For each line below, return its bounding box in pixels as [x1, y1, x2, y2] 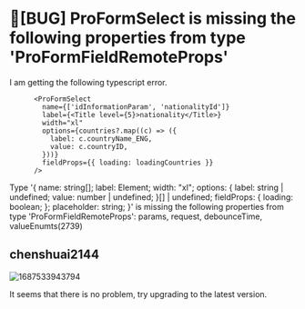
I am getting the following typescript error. [9, 76, 168, 87]
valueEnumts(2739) [9, 220, 84, 231]
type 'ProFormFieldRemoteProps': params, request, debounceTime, [9, 211, 263, 222]
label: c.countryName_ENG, [49, 134, 153, 144]
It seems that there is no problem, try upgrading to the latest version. [9, 288, 268, 299]
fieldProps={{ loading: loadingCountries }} [42, 158, 214, 167]
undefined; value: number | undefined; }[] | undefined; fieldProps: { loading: [9, 191, 294, 203]
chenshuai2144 [9, 247, 100, 263]
